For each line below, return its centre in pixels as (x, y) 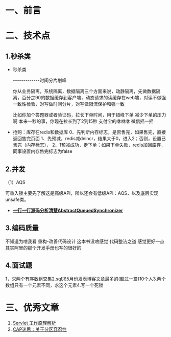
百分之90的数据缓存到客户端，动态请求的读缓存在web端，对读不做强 (94, 98)
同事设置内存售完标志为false (42, 151)
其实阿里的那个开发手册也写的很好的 (43, 248)
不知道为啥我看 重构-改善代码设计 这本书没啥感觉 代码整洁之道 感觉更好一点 (85, 241)
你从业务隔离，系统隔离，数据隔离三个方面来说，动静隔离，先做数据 (84, 91)
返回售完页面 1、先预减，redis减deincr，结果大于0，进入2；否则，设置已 (89, 139)
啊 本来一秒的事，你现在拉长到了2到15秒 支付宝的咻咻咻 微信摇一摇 (83, 121)
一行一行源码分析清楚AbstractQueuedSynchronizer (68, 210)
